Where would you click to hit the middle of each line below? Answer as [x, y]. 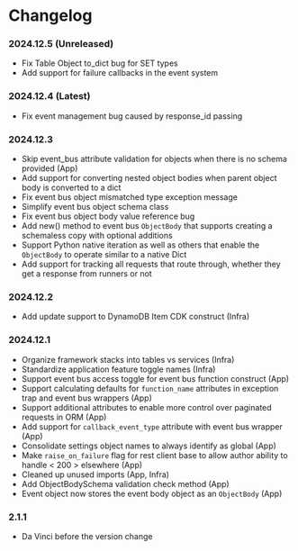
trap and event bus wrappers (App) [86, 398]
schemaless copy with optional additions [97, 236]
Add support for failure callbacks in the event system [120, 73]
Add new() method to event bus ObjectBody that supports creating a [147, 226]
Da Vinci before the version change [87, 536]
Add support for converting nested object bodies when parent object [149, 178]
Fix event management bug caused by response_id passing [132, 116]
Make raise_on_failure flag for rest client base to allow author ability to [155, 455]
